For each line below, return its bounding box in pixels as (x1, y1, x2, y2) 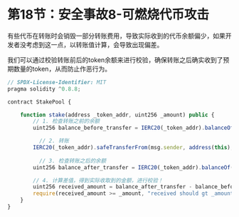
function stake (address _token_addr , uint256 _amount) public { (20, 111, 215, 118)
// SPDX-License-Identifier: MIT (7, 79, 107, 86)
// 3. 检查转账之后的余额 (38, 157, 107, 164)
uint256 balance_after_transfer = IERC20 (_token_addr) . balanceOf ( (33, 163, 234, 171)
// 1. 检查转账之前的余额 (33, 118, 100, 125)
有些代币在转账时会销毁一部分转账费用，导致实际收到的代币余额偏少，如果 (7, 31, 225, 40)
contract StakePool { (7, 98, 72, 106)
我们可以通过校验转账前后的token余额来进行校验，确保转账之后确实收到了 (7, 55, 223, 64)
